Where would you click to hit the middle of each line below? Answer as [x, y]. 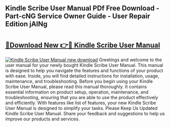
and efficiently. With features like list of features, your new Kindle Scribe [81, 103]
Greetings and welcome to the [130, 60]
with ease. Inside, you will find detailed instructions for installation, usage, [82, 76]
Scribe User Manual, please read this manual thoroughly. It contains [76, 87]
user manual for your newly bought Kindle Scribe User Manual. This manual [84, 65]
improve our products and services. [43, 119]
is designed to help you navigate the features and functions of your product [84, 71]
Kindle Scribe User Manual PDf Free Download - [82, 8]
